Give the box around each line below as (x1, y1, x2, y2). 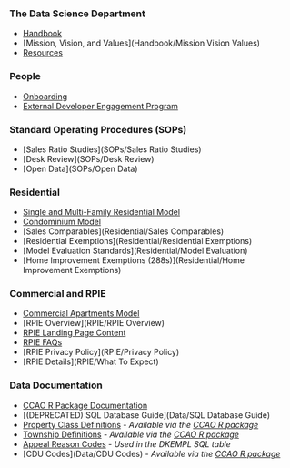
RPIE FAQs (22, 337, 63, 348)
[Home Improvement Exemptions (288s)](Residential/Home (22, 255, 245, 266)
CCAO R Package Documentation (22, 400, 148, 411)
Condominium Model (22, 217, 102, 228)
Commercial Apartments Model (22, 308, 140, 319)
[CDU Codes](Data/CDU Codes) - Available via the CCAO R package (22, 448, 281, 459)
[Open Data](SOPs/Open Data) (22, 163, 138, 174)
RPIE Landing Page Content (22, 327, 126, 339)
